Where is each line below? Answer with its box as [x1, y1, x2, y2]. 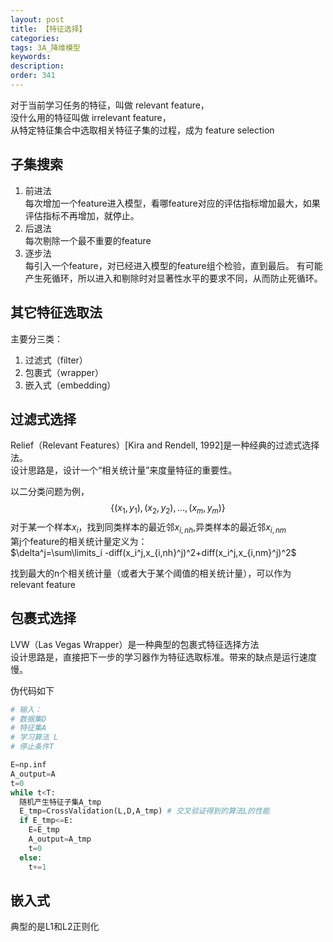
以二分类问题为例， [10, 486, 90, 498]
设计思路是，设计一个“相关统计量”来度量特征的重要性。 [10, 464, 238, 476]
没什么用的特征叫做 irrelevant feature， [10, 111, 172, 123]
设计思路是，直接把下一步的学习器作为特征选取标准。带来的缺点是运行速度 [10, 651, 317, 663]
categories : [10, 33, 60, 43]
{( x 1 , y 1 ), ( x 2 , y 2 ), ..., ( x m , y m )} [110, 502, 226, 516]
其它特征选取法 [10, 304, 103, 321]
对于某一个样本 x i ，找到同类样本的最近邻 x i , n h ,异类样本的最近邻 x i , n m [10, 521, 287, 535]
